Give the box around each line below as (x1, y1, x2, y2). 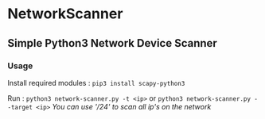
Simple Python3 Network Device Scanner (7, 36, 218, 50)
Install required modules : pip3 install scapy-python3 (7, 78, 185, 87)
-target (7, 103, 33, 111)
